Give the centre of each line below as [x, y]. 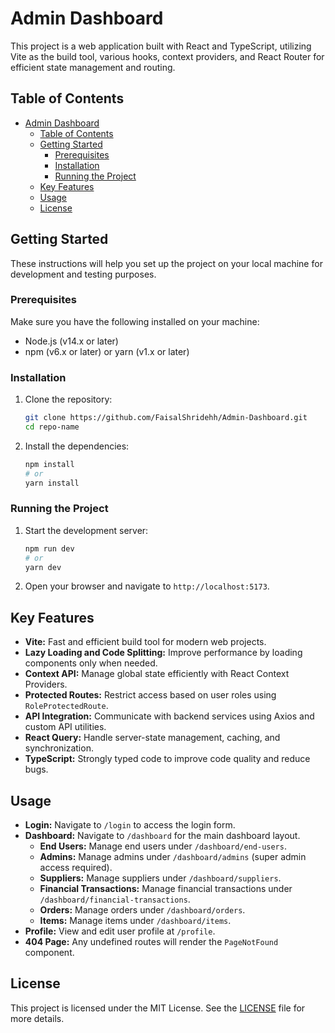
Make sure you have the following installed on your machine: [135, 321]
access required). [76, 868]
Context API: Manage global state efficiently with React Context [157, 674]
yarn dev [43, 567]
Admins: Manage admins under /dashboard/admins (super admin [173, 857]
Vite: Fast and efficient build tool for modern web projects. [145, 642]
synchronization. [59, 748]
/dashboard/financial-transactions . [115, 899]
